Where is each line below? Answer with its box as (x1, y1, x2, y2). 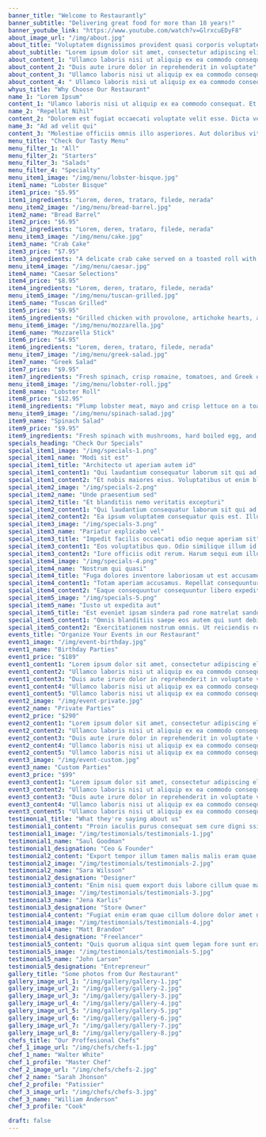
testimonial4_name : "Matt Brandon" (8, 925, 126, 934)
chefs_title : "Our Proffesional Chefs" (8, 1036, 140, 1044)
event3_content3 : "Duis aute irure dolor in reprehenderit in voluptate (8, 793, 253, 801)
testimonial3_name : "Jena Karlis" (8, 896, 123, 904)
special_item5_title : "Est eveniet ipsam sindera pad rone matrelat (8, 608, 239, 617)
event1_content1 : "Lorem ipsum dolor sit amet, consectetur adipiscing (8, 660, 249, 668)
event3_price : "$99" (8, 771, 77, 779)
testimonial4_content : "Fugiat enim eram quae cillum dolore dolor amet (8, 911, 253, 919)
